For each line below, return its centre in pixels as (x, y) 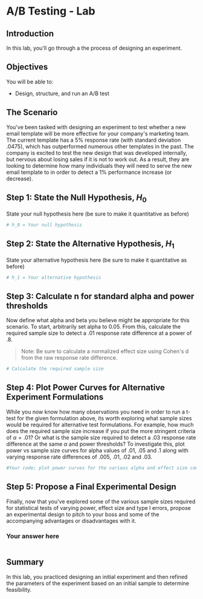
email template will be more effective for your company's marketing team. (98, 133)
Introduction (30, 34)
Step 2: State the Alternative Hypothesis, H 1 (90, 244)
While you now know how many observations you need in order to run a (96, 412)
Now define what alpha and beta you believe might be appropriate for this (98, 320)
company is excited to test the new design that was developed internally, (97, 153)
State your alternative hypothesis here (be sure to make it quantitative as (97, 260)
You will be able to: (30, 81)
